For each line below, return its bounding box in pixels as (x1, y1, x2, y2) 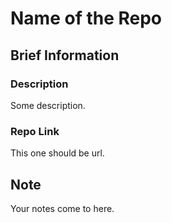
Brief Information (10, 47, 120, 64)
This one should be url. (10, 147, 105, 159)
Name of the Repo (10, 7, 163, 30)
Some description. (10, 99, 86, 111)
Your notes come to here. (10, 202, 115, 214)
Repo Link (10, 124, 60, 138)
